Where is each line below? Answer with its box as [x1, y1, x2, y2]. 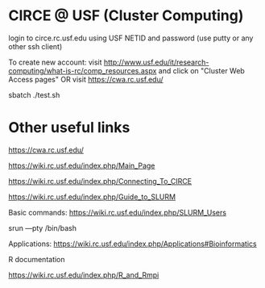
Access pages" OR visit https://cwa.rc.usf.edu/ [8, 74, 164, 84]
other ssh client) [8, 41, 63, 51]
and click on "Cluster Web [158, 65, 246, 75]
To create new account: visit [8, 57, 102, 67]
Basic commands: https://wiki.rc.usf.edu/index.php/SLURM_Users [8, 207, 227, 217]
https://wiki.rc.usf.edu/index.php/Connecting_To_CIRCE [8, 176, 192, 186]
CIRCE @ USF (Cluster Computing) [8, 6, 244, 25]
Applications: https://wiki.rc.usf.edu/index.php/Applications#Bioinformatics [8, 239, 257, 248]
